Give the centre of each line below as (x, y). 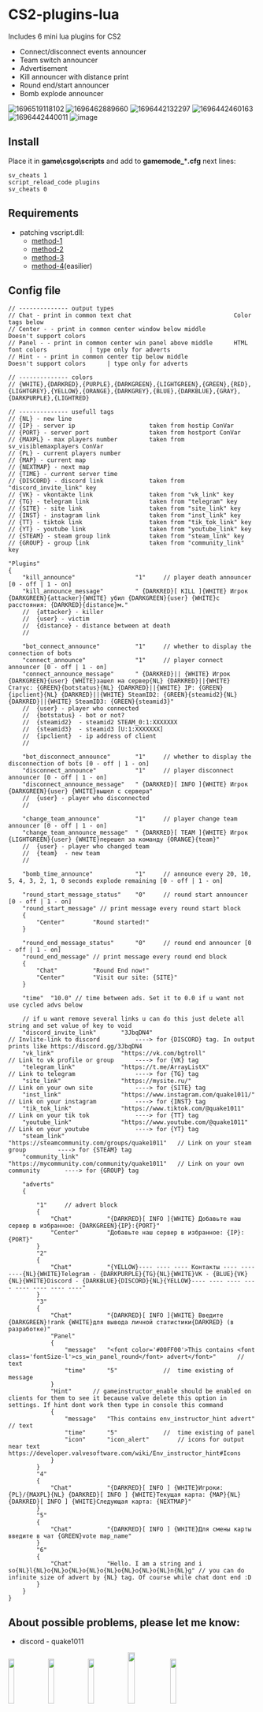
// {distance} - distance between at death (96, 626)
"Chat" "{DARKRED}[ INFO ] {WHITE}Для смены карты (151, 1530)
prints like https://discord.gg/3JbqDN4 (76, 1047)
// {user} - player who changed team (86, 847)
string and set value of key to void (70, 1026)
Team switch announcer (59, 60)
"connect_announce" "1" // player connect (123, 661)
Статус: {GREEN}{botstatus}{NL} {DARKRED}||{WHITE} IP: (102, 688)
